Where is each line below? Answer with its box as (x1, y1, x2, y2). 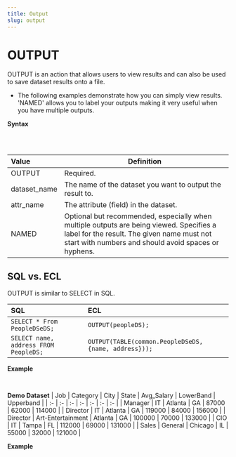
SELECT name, (11, 334, 55, 343)
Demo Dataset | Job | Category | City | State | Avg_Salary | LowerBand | (7, 391, 216, 400)
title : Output (7, 10, 49, 18)
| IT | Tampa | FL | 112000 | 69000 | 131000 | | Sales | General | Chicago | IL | (7, 421, 228, 430)
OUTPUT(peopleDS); (87, 321, 150, 329)
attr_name (11, 200, 44, 210)
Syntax (7, 120, 29, 128)
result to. (64, 189, 93, 199)
